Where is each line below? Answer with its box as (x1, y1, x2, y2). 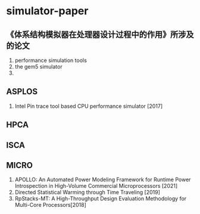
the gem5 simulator (14, 63, 62, 70)
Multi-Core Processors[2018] (14, 201, 86, 209)
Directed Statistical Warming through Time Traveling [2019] (14, 189, 161, 196)
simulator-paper (6, 4, 89, 18)
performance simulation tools (14, 57, 87, 64)
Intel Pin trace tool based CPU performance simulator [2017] (14, 103, 163, 110)
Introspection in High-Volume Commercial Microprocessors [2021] (14, 182, 178, 190)
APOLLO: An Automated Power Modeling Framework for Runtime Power (14, 176, 191, 183)
